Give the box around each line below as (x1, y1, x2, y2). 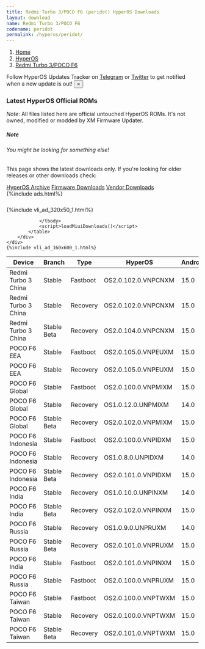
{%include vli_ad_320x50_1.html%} (6, 206, 93, 213)
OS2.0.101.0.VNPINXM (103, 559, 172, 567)
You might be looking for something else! (6, 146, 110, 153)
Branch (43, 258, 65, 266)
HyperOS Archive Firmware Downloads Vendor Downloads (6, 184, 154, 191)
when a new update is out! (6, 80, 73, 87)
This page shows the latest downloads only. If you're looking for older (6, 166, 182, 172)
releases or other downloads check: (6, 172, 97, 179)
